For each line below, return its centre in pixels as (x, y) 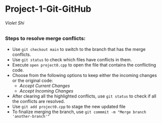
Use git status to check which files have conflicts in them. (72, 59)
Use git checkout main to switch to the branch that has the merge (79, 49)
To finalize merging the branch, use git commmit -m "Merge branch (79, 112)
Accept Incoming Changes (46, 91)
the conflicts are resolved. (38, 101)
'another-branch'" (31, 116)
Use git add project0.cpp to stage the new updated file (69, 106)
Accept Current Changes (45, 86)
